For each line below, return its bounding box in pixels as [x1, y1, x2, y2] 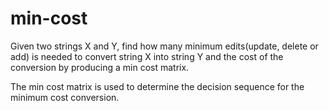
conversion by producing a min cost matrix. [10, 61, 190, 73]
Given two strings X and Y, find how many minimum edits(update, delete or [10, 40, 319, 52]
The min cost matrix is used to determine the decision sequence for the [10, 80, 305, 92]
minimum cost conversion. [10, 91, 120, 103]
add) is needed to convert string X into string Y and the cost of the [10, 50, 284, 62]
